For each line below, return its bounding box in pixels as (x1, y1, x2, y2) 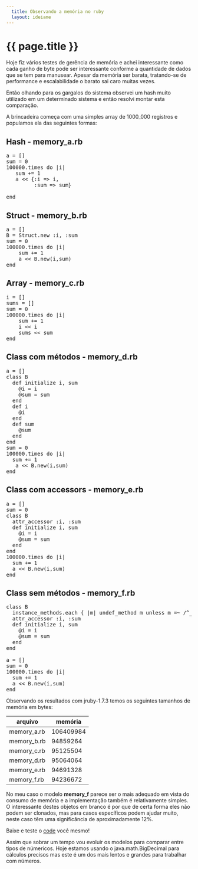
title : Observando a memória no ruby (11, 8, 104, 15)
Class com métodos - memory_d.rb (6, 352, 138, 362)
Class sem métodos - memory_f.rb (6, 588, 136, 598)
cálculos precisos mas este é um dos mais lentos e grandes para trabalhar (6, 851, 187, 858)
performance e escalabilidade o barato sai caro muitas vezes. (6, 78, 156, 85)
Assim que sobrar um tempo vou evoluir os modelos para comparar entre (6, 839, 184, 846)
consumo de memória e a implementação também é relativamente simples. (6, 797, 189, 804)
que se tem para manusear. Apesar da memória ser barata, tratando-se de (6, 71, 187, 79)
